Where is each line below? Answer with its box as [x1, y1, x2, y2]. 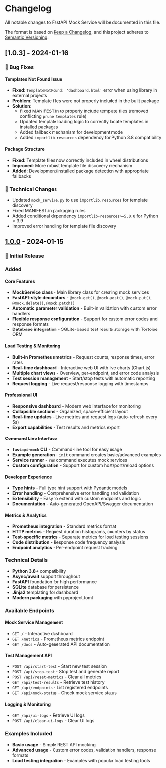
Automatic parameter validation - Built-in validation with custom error [12, 305, 157, 311]
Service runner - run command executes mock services [12, 457, 128, 463]
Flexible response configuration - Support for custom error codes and [12, 316, 158, 322]
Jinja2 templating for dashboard [12, 589, 78, 595]
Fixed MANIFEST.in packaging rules [12, 207, 86, 213]
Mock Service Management [5, 619, 63, 625]
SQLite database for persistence [12, 584, 79, 590]
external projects [12, 93, 47, 99]
